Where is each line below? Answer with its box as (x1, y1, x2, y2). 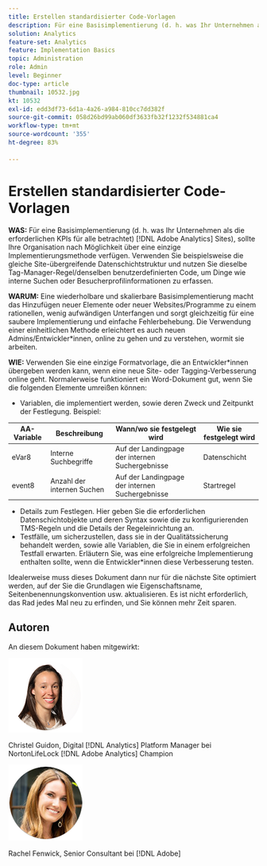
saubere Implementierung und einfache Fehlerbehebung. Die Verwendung (8, 316, 252, 326)
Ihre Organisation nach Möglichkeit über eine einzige (8, 242, 181, 252)
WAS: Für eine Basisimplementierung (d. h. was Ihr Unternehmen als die (8, 225, 245, 234)
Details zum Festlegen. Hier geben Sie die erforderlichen (19, 507, 206, 516)
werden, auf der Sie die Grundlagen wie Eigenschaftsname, (8, 581, 203, 591)
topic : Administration (8, 55, 83, 63)
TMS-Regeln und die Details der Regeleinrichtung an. (19, 524, 195, 533)
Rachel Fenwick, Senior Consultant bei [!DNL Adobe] (8, 849, 181, 858)
